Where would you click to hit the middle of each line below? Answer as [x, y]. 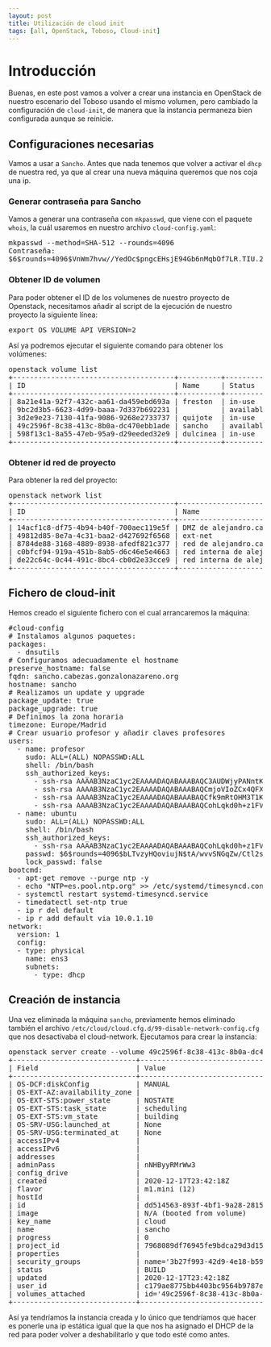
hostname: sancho [42, 684]
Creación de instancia [65, 1000]
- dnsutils [38, 652]
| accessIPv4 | [75, 1141]
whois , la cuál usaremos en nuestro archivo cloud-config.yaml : [112, 227]
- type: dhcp [59, 974]
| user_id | [75, 1286]
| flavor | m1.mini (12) [102, 1189]
